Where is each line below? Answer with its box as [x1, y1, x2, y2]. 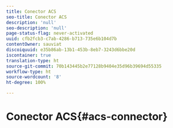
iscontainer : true [6, 52, 51, 58]
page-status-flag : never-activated [6, 31, 94, 36]
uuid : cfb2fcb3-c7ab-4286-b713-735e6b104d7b [6, 36, 117, 42]
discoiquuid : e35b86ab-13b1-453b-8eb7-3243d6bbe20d [6, 47, 135, 53]
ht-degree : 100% [6, 80, 46, 86]
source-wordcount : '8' [6, 74, 62, 80]
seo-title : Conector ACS [6, 14, 67, 20]
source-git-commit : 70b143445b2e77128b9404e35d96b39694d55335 [6, 63, 162, 69]
